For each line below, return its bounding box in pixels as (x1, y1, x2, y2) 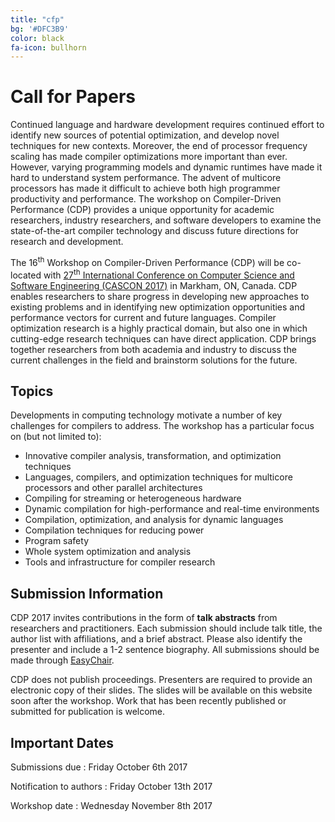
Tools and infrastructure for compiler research (24, 556, 216, 568)
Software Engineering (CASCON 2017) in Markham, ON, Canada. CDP (10, 279, 298, 291)
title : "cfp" (10, 14, 65, 25)
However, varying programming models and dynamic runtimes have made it (10, 161, 323, 173)
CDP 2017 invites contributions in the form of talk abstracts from (10, 612, 278, 624)
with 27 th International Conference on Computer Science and (43, 267, 295, 281)
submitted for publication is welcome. (10, 706, 166, 718)
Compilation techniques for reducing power (24, 524, 205, 536)
